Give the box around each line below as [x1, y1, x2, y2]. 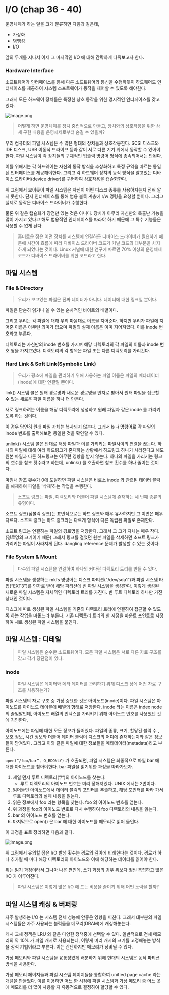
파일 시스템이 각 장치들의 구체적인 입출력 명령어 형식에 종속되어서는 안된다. [16, 153, 163, 159]
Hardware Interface [5, 67, 54, 74]
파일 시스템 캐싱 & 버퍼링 [5, 900, 77, 909]
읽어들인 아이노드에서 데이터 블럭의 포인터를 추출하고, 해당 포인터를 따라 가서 [12, 787, 164, 793]
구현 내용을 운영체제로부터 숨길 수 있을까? [23, 129, 105, 135]
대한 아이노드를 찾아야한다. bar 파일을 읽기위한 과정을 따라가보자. [5, 763, 134, 769]
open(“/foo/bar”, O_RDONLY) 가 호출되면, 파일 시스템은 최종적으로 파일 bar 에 [5, 757, 160, 763]
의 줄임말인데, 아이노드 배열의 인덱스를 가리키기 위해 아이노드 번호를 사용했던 [5, 710, 156, 716]
